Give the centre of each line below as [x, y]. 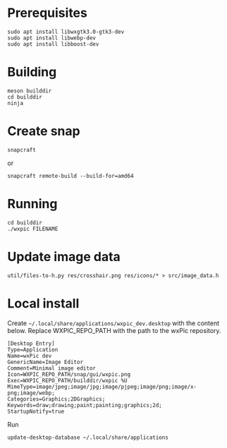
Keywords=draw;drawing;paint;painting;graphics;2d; [85, 405]
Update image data [64, 256]
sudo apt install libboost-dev [53, 44]
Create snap [44, 131]
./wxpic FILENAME [33, 229]
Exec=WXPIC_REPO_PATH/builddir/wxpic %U [68, 380]
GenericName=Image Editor [45, 362]
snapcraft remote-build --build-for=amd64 [70, 176]
